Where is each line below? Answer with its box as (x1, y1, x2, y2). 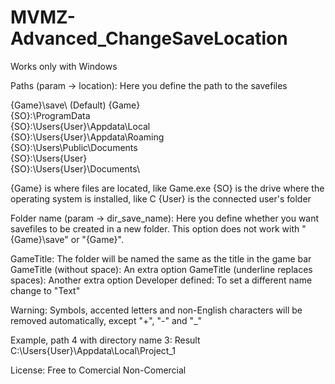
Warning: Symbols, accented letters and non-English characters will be (10, 304, 303, 316)
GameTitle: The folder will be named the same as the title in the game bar (10, 252, 312, 265)
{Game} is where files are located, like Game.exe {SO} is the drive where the (10, 182, 325, 194)
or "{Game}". (70, 233, 124, 245)
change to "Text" (10, 284, 81, 296)
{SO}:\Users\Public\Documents (10, 141, 138, 153)
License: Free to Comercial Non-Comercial (10, 364, 187, 376)
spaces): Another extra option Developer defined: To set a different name (10, 274, 313, 286)
